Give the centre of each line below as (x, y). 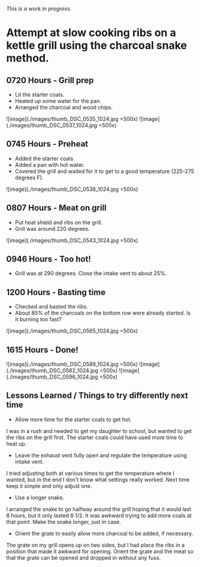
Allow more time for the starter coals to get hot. (73, 419)
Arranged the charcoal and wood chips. (64, 107)
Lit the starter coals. (40, 94)
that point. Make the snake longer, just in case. (64, 522)
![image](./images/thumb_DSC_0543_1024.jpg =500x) (72, 240)
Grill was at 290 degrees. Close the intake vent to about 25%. (91, 273)
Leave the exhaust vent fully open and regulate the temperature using (101, 455)
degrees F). (29, 177)
